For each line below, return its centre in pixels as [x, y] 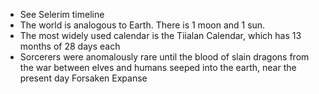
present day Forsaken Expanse [83, 78]
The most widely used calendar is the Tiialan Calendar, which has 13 [160, 35]
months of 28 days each [70, 46]
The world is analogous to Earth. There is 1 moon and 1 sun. [142, 25]
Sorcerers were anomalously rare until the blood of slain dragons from [164, 57]
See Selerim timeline [62, 14]
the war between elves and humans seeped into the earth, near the [158, 67]
